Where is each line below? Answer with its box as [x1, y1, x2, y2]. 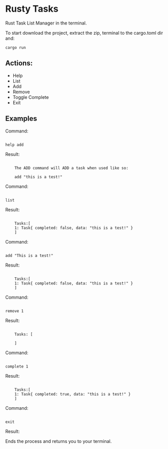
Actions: [5, 59, 33, 68]
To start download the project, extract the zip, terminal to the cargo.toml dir [5, 30, 163, 36]
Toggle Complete [12, 94, 49, 100]
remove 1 [5, 308, 24, 313]
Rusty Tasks [5, 3, 59, 15]
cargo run [5, 45, 26, 50]
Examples [5, 114, 37, 123]
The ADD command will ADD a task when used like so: [14, 165, 129, 171]
